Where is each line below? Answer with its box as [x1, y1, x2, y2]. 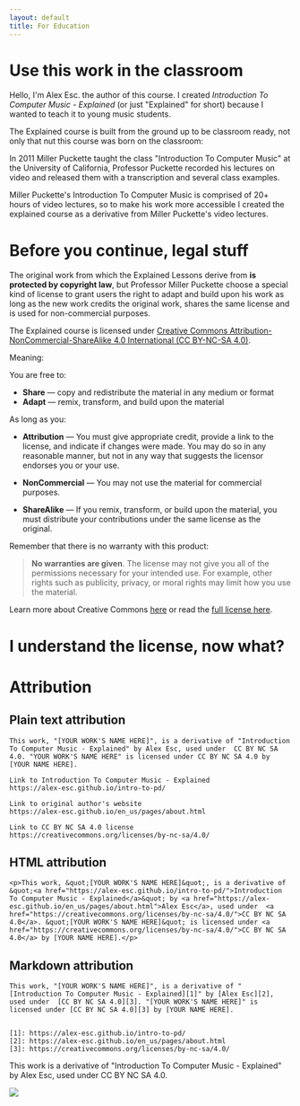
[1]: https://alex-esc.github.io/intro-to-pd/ [9, 1029, 186, 1038]
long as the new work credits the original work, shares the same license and [9, 298, 290, 310]
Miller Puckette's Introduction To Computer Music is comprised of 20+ [9, 189, 270, 200]
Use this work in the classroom [9, 60, 244, 81]
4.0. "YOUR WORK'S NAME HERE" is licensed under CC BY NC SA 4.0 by [9, 751, 270, 761]
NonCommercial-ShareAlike [9, 335, 112, 346]
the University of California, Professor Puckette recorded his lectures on [9, 162, 276, 173]
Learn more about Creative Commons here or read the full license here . [9, 604, 273, 615]
